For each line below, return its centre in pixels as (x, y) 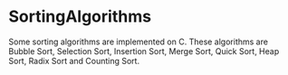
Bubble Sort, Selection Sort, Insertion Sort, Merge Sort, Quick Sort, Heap (144, 51)
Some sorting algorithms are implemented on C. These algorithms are (139, 42)
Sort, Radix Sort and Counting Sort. (74, 61)
